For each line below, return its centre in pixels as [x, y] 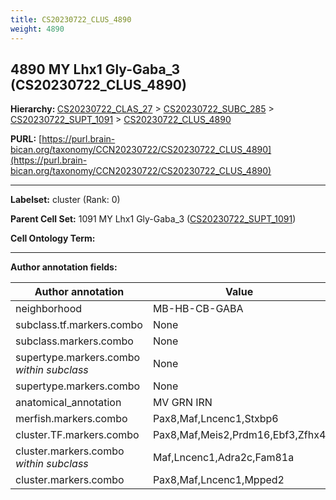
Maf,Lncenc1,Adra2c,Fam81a [223, 458]
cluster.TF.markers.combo [77, 435]
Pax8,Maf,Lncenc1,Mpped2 [218, 480]
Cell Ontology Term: [53, 238]
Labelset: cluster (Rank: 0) [65, 200]
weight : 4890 [37, 29]
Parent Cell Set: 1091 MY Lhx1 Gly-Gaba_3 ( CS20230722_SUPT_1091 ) [153, 219]
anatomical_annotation [68, 403]
